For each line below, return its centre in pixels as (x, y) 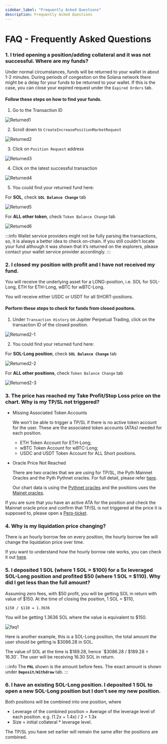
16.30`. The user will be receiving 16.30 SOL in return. (60, 657)
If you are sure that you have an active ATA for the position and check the (81, 502)
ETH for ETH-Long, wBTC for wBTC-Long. (61, 287)
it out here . (16, 557)
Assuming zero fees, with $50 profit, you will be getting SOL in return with (81, 593)
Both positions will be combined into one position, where (63, 702)
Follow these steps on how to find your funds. (54, 99)
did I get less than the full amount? (48, 583)
